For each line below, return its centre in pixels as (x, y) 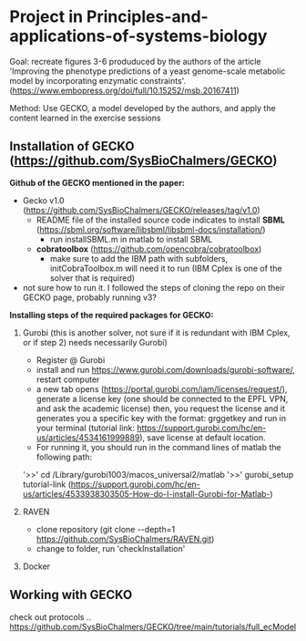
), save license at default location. (203, 437)
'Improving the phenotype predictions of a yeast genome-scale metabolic (148, 71)
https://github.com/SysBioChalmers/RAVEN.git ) (125, 539)
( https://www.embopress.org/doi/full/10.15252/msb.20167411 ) (124, 90)
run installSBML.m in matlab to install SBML (131, 239)
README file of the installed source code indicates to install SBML (160, 220)
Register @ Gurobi (71, 360)
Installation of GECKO (72, 146)
